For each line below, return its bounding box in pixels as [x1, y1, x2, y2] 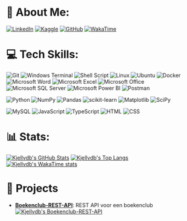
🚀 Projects [6, 182, 59, 195]
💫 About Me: [6, 5, 70, 19]
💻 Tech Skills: [6, 48, 79, 61]
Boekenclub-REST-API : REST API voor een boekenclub [14, 201, 153, 208]
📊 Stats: [6, 130, 50, 144]
